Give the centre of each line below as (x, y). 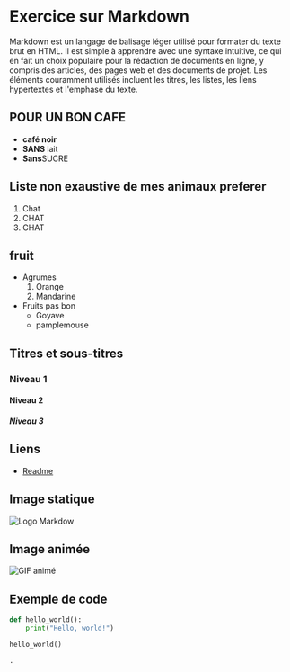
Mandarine (56, 296)
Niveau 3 (26, 421)
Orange (50, 287)
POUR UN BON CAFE (68, 117)
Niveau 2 (26, 400)
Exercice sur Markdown (100, 17)
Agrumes (39, 277)
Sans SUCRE (45, 158)
